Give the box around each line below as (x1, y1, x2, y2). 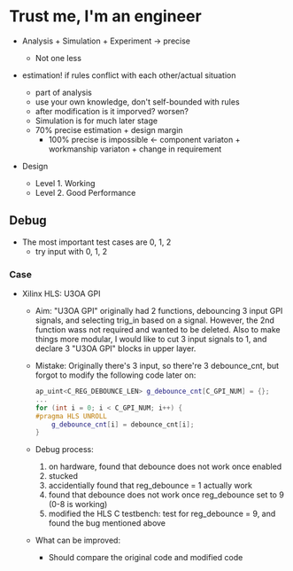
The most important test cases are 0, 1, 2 (21, 237, 172, 247)
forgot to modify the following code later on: (35, 370, 197, 380)
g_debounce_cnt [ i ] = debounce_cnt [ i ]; (51, 419, 195, 429)
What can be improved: (35, 535, 121, 546)
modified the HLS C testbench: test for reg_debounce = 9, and (48, 508, 276, 520)
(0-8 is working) (48, 499, 108, 510)
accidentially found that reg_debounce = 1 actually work (48, 481, 252, 491)
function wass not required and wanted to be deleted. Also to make (35, 325, 281, 335)
